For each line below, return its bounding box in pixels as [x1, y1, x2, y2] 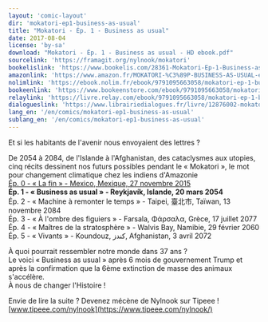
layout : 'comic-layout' [8, 11, 88, 20]
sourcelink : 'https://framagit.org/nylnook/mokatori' [8, 57, 191, 65]
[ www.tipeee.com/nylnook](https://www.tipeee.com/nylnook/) [8, 304, 213, 314]
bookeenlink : [8, 85, 52, 94]
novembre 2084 [8, 205, 61, 215]
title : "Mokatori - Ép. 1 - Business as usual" [8, 26, 170, 34]
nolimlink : [8, 78, 45, 86]
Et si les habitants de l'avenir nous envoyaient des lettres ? [8, 137, 201, 147]
